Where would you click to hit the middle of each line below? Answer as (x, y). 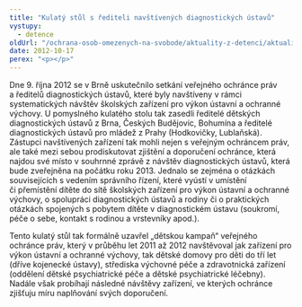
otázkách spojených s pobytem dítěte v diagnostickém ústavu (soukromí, (145, 209)
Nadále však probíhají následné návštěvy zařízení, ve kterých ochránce (141, 283)
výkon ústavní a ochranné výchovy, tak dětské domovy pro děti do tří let (143, 255)
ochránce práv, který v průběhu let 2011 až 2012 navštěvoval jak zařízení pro (151, 245)
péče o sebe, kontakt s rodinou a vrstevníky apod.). (105, 218)
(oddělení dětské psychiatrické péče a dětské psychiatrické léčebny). (138, 274)
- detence (36, 34)
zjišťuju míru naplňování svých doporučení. (89, 293)
